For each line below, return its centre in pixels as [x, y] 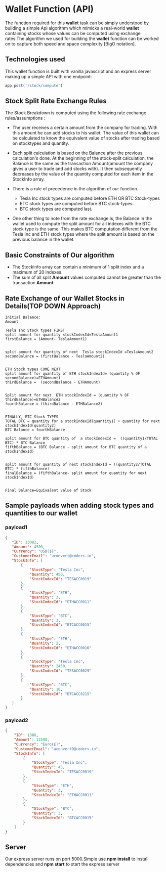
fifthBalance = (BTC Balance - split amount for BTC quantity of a [76, 447]
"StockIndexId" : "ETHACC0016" [61, 648]
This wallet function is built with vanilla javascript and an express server [78, 71]
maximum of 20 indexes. [37, 272]
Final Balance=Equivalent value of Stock [48, 490]
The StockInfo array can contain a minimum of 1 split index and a [78, 267]
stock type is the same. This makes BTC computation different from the [85, 229]
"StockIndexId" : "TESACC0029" [61, 671]
